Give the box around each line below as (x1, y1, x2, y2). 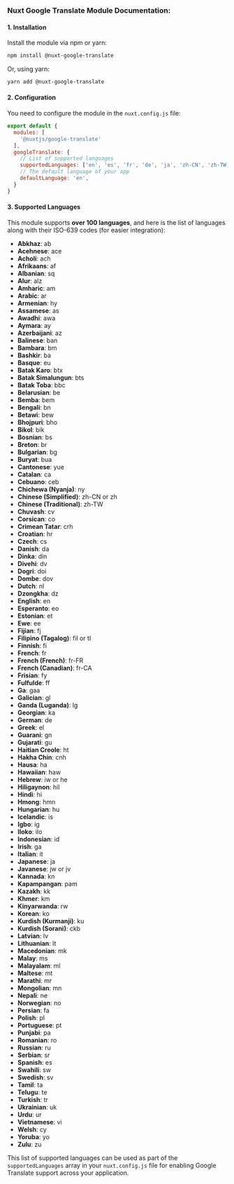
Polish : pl (17, 1013, 45, 1021)
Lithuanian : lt (17, 939, 57, 947)
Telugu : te (17, 1088, 47, 1096)
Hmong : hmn (17, 797, 56, 806)
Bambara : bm (17, 343, 57, 352)
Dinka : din (17, 552, 47, 560)
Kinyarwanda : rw (17, 902, 68, 910)
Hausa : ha (17, 760, 47, 769)
